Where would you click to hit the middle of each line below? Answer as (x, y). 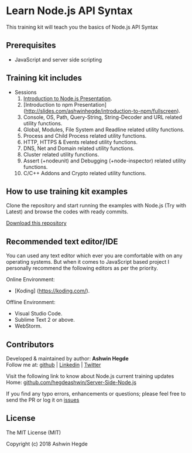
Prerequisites (31, 45)
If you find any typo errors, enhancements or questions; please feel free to (96, 394)
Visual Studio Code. (38, 314)
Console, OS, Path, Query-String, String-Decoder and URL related (103, 117)
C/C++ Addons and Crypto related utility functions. (85, 173)
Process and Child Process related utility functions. (85, 135)
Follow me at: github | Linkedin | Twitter (54, 365)
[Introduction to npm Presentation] (65, 104)
